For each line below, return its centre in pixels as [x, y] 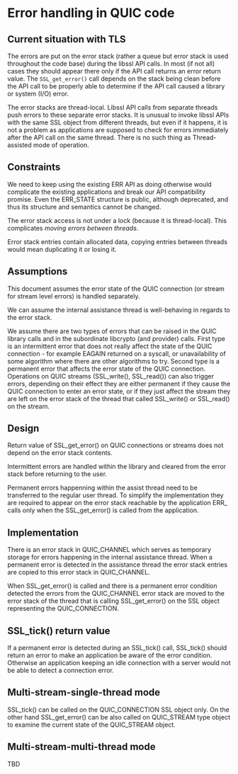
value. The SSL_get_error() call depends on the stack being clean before [114, 79]
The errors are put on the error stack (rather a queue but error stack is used [118, 56]
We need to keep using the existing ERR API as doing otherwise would [110, 184]
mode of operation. [61, 145]
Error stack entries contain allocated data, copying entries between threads [118, 241]
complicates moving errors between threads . [73, 228]
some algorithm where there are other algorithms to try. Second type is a [113, 361]
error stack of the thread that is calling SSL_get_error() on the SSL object [113, 601]
